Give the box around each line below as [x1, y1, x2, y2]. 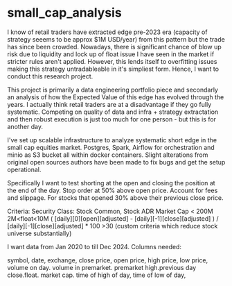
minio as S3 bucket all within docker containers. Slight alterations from [7, 151, 208, 159]
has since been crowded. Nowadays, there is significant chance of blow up [7, 42, 222, 51]
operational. [7, 165, 42, 174]
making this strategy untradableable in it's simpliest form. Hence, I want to [7, 65, 220, 73]
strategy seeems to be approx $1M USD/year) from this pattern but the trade [7, 35, 225, 43]
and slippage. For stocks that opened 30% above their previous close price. [7, 193, 224, 202]
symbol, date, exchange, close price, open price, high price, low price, [7, 255, 208, 264]
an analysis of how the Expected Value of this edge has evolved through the [7, 92, 224, 101]
